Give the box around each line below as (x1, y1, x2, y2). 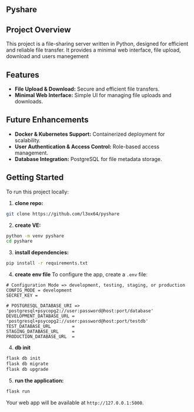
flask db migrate (6, 361, 49, 367)
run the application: (14, 377, 64, 384)
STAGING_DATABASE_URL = (6, 329, 75, 334)
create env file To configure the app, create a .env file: (14, 271, 148, 278)
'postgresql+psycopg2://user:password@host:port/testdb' (6, 319, 149, 324)
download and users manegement (6, 53, 89, 60)
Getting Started (6, 173, 64, 183)
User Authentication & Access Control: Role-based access (14, 143, 160, 150)
